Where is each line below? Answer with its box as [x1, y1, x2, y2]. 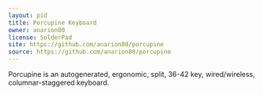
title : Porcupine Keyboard [8, 19, 97, 27]
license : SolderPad [8, 33, 73, 42]
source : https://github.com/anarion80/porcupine [8, 48, 171, 56]
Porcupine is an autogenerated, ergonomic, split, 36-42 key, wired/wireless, [8, 70, 255, 79]
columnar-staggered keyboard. [8, 78, 110, 87]
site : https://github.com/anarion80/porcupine [8, 41, 164, 49]
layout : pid [8, 11, 47, 20]
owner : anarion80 [8, 26, 66, 34]
